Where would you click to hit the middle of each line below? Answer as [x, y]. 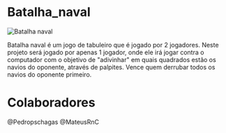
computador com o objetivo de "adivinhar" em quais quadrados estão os [112, 59]
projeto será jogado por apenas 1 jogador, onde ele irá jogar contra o [106, 52]
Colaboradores [51, 103]
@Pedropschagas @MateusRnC [53, 122]
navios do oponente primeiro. [50, 75]
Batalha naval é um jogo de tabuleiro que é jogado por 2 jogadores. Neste [113, 45]
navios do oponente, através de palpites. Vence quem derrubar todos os [111, 67]
